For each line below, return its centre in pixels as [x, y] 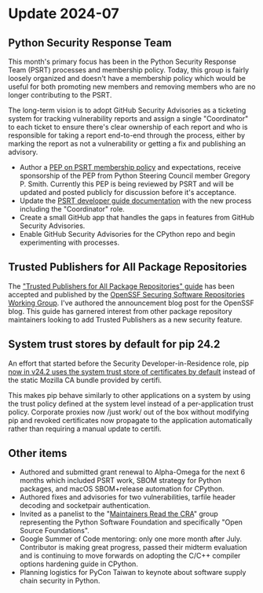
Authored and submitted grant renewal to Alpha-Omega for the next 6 [132, 472]
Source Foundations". [55, 531]
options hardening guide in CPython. [79, 564]
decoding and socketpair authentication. [85, 506]
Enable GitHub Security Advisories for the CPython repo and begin [127, 234]
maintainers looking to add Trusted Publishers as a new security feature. [125, 319]
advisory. [23, 152]
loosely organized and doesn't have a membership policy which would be [127, 78]
